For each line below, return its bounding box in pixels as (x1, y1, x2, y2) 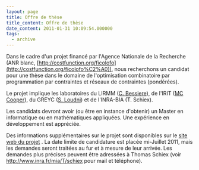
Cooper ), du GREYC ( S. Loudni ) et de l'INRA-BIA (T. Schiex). (6, 96, 153, 103)
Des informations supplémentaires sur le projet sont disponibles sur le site (6, 132, 188, 139)
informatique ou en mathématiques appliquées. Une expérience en (6, 114, 170, 121)
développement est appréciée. (6, 120, 81, 127)
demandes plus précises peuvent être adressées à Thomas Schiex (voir (6, 151, 182, 158)
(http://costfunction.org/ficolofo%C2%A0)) (6, 66, 112, 72)
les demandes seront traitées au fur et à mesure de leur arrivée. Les (6, 144, 172, 152)
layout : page (6, 8, 39, 15)
